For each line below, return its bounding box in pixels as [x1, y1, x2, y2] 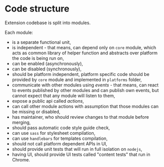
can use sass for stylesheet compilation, [12, 130, 96, 136]
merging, [12, 119, 31, 125]
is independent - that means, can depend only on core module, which [12, 44, 156, 50]
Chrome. [12, 156, 31, 162]
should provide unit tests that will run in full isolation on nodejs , [12, 146, 142, 152]
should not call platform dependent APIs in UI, [12, 140, 108, 146]
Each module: [5, 29, 33, 35]
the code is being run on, [12, 55, 64, 61]
